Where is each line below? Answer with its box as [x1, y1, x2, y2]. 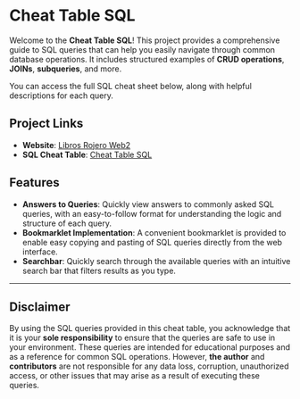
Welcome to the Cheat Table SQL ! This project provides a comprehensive [9, 35, 280, 46]
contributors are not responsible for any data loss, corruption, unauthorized [9, 361, 289, 371]
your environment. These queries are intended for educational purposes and [9, 342, 291, 353]
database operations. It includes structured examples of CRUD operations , [9, 54, 285, 64]
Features [9, 175, 60, 190]
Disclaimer [9, 299, 71, 314]
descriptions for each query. [9, 90, 113, 101]
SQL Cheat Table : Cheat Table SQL [21, 149, 153, 160]
